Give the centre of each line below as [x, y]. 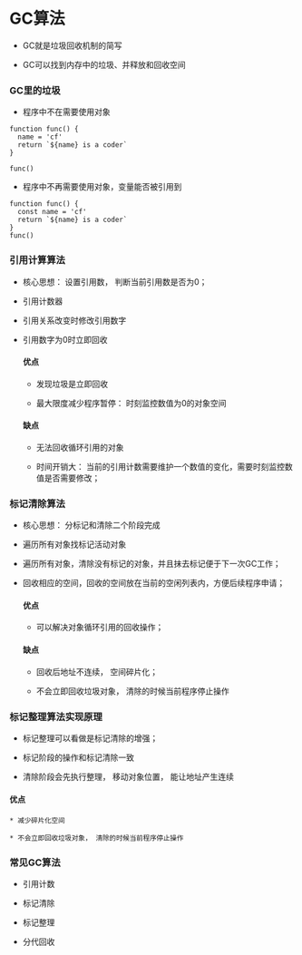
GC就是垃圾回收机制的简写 [72, 45]
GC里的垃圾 [35, 90]
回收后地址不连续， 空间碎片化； [97, 671]
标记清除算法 [38, 503]
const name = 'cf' [53, 212]
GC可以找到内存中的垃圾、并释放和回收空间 [104, 64]
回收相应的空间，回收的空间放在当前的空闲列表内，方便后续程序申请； [154, 583]
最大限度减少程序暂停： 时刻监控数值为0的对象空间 [131, 403]
